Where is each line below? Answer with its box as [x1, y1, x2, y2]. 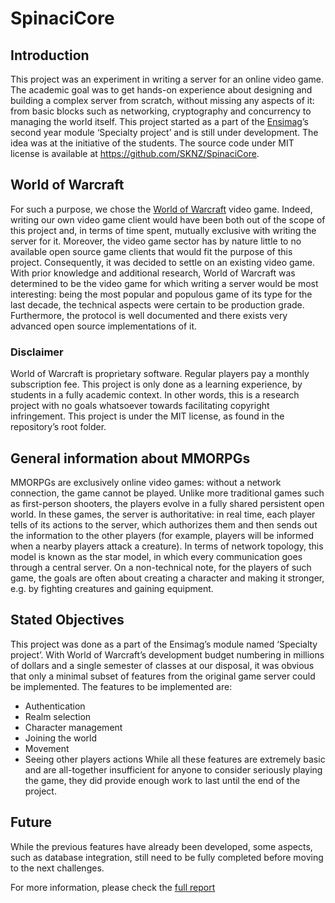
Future [10, 814, 53, 831]
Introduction [10, 47, 90, 64]
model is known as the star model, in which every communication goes [10, 550, 303, 562]
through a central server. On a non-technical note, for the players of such [10, 561, 312, 573]
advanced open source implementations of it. [10, 320, 198, 332]
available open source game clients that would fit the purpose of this [10, 245, 293, 257]
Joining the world [24, 732, 98, 744]
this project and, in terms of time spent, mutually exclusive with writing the [10, 224, 317, 236]
